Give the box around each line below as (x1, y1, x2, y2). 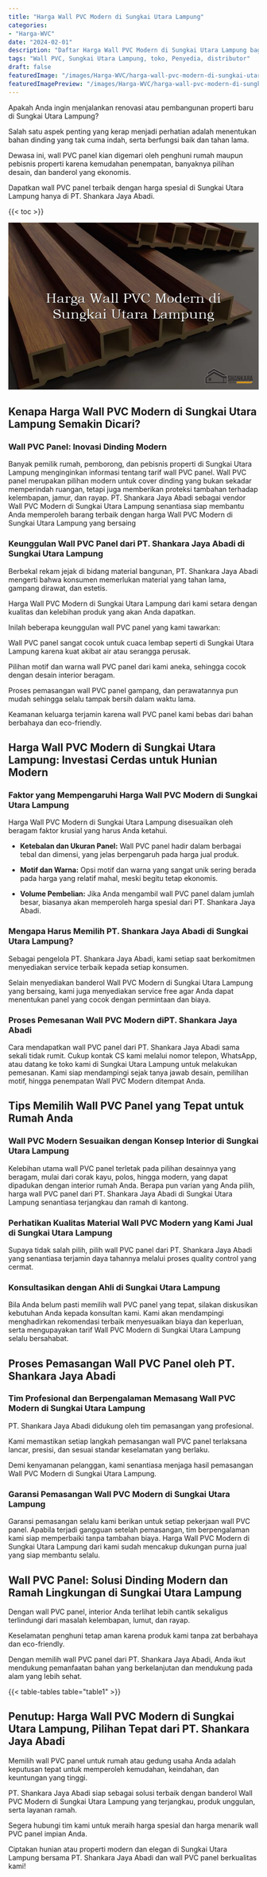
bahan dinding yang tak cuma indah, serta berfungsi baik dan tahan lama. (8, 135, 250, 145)
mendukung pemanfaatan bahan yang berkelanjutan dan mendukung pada (8, 1662, 253, 1673)
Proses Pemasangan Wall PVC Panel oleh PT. (8, 1356, 235, 1371)
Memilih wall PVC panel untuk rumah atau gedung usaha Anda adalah (8, 1755, 236, 1765)
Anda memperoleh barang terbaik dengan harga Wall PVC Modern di (8, 510, 233, 520)
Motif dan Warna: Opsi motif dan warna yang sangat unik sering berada (19, 865, 257, 875)
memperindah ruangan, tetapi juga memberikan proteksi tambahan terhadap (8, 485, 258, 494)
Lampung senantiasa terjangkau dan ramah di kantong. (8, 1197, 189, 1207)
